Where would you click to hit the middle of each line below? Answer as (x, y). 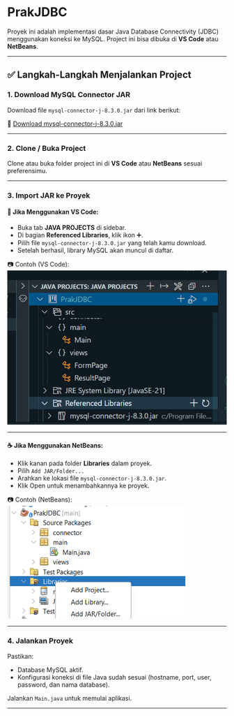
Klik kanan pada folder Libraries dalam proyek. (84, 463)
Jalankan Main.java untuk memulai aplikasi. (70, 698)
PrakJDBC (37, 12)
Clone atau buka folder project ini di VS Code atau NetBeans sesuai (105, 163)
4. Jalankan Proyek (40, 641)
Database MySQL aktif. (50, 670)
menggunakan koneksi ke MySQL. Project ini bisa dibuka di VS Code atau (113, 38)
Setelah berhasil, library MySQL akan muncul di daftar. (95, 250)
